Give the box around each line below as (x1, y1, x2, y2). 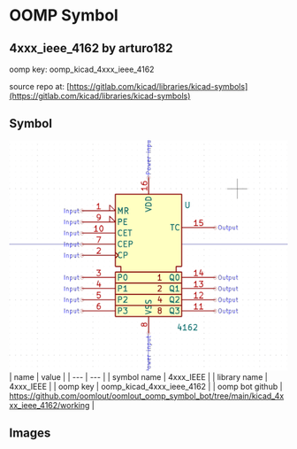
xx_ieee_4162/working (9, 399, 90, 410)
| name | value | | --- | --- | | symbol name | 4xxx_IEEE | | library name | (9, 371, 268, 382)
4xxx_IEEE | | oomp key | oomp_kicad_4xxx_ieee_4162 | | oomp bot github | (9, 381, 283, 391)
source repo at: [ (9, 81, 70, 91)
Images (9, 426, 51, 440)
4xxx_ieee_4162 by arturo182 (9, 41, 173, 56)
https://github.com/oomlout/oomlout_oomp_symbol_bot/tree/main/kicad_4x (9, 391, 285, 401)
